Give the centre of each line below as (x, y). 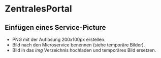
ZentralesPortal (38, 9)
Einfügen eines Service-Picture (55, 27)
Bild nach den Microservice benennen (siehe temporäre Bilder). (78, 45)
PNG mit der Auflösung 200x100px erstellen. (59, 39)
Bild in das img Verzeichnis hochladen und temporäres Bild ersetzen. (84, 50)
